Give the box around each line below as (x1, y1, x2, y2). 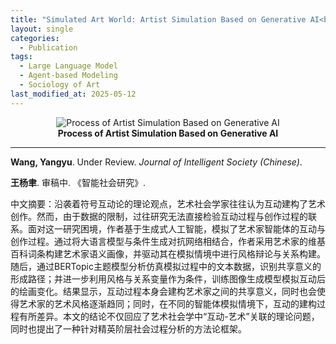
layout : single (10, 24, 74, 34)
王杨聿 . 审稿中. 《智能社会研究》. (10, 176, 146, 188)
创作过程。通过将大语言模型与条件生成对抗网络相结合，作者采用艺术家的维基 (10, 235, 326, 247)
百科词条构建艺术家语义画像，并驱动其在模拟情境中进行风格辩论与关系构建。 (10, 247, 326, 260)
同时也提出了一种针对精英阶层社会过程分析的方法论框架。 (10, 322, 247, 335)
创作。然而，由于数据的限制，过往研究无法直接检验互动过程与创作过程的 (10, 210, 308, 222)
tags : (10, 52, 33, 62)
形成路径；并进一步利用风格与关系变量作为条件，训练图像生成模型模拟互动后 (10, 272, 326, 285)
